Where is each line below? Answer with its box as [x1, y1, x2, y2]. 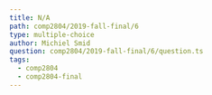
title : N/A [9, 13, 51, 23]
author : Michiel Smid [9, 38, 91, 48]
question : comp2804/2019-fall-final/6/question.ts [9, 47, 204, 56]
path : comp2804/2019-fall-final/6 [9, 22, 140, 31]
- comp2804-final [17, 72, 83, 81]
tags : [9, 55, 30, 64]
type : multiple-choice [9, 30, 95, 39]
